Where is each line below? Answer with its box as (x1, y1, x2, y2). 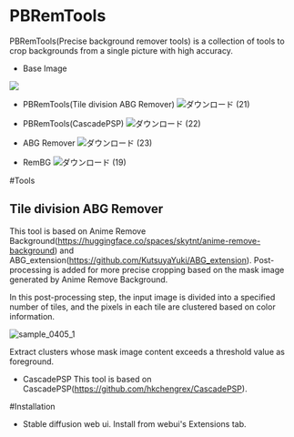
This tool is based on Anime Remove (9, 225, 147, 237)
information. (9, 310, 56, 321)
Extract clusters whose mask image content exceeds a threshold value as (9, 346, 285, 357)
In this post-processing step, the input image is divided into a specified (9, 291, 276, 302)
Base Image (22, 63, 67, 74)
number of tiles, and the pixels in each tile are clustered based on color (9, 301, 276, 312)
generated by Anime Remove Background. (9, 274, 168, 285)
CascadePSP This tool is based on (22, 373, 152, 384)
